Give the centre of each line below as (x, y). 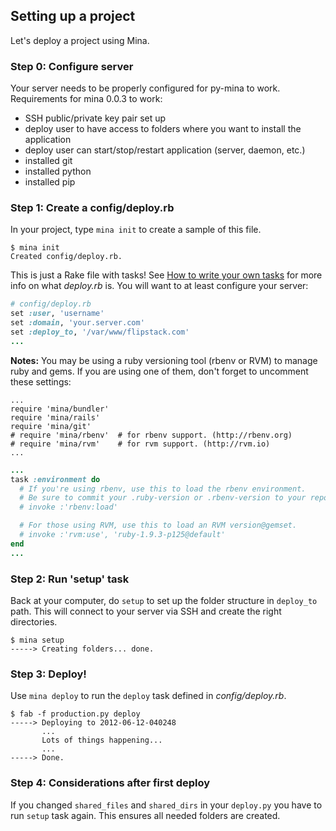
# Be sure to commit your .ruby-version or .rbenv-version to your (163, 498)
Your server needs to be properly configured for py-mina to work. (145, 88)
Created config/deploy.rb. (66, 257)
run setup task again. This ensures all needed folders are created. (145, 815)
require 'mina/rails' (55, 417)
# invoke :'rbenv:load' (68, 507)
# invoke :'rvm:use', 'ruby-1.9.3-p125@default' (122, 535)
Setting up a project (73, 16)
